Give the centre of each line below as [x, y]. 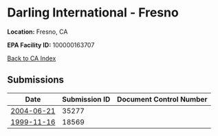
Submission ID [86, 99]
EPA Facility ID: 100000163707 [51, 45]
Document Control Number [162, 99]
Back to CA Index [32, 58]
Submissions [35, 80]
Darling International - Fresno [93, 13]
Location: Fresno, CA [37, 32]
